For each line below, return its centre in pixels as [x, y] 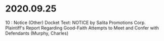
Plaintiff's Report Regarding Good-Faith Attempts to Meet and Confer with [82, 27]
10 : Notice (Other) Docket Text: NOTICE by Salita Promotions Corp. [75, 22]
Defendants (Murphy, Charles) [37, 33]
